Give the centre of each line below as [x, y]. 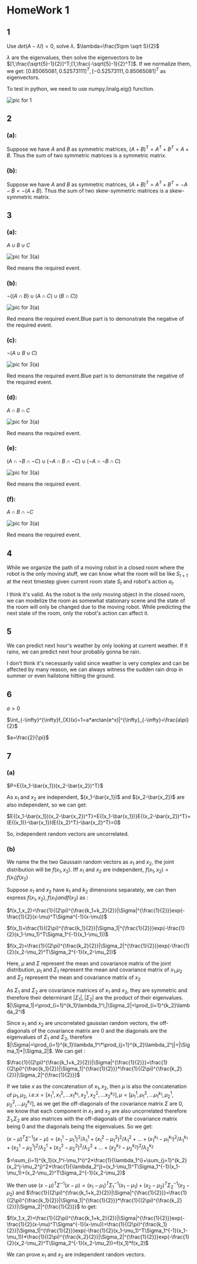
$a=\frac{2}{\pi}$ [28, 738]
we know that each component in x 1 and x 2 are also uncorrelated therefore [97, 1112]
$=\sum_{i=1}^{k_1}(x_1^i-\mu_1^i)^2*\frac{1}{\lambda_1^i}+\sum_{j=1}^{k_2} [97, 1160]
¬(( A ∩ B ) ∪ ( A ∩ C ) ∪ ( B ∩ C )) [42, 296]
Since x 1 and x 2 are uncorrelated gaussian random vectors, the [83, 1024]
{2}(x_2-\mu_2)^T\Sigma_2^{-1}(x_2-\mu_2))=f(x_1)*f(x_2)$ [78, 1243]
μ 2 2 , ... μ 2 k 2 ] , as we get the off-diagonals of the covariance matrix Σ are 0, [95, 1104]
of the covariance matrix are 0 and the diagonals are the [99, 1030]
